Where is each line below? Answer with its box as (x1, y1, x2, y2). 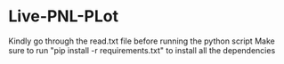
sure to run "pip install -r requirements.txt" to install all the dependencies (8, 44, 276, 55)
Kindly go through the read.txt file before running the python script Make (8, 36, 275, 46)
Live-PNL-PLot (8, 6, 119, 27)
